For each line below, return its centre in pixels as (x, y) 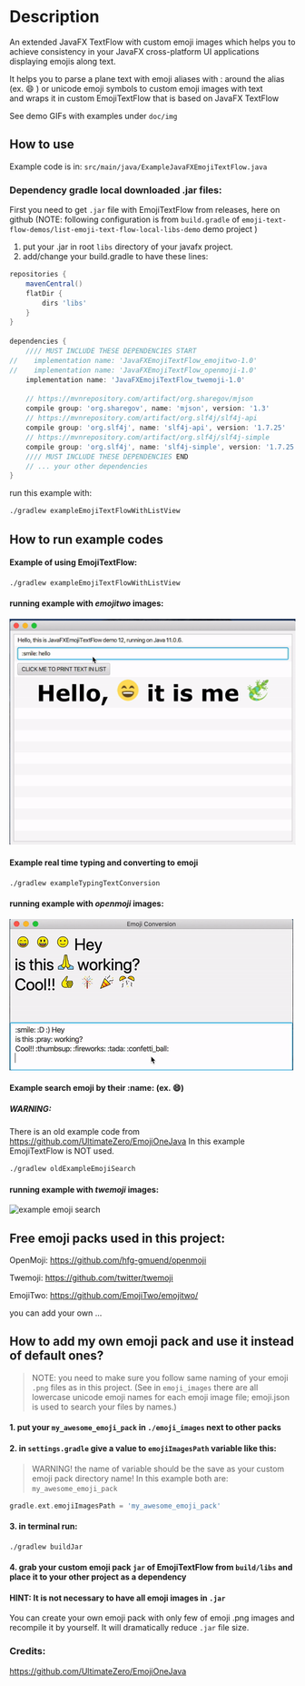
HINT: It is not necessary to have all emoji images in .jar (118, 1598)
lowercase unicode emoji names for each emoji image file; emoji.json (161, 1397)
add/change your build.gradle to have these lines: (115, 257)
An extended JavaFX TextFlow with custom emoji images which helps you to (152, 42)
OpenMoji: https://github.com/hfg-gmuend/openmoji (108, 1260)
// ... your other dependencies (87, 466)
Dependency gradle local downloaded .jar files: (116, 190)
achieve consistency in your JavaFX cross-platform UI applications (134, 51)
